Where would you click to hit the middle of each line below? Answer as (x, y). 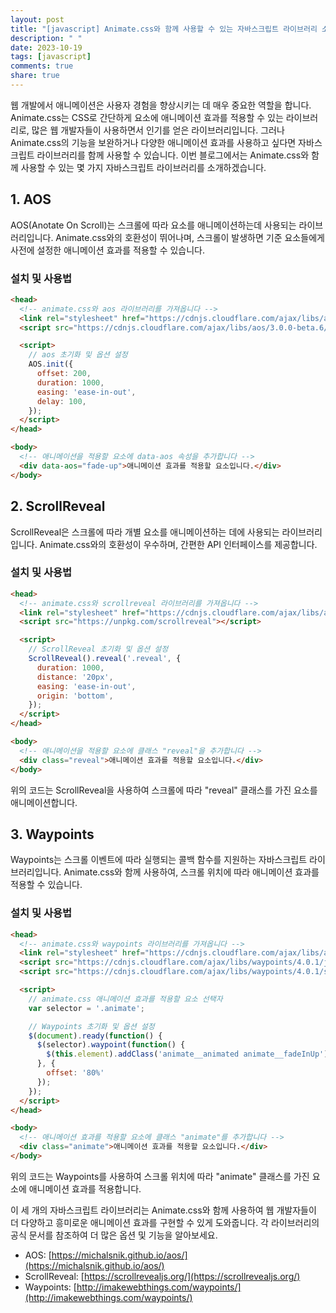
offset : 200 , (64, 374)
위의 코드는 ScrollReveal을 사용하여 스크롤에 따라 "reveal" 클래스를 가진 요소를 (164, 790)
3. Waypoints (52, 834)
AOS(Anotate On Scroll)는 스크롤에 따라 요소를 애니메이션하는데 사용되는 (153, 225)
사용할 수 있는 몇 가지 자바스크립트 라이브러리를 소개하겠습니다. (143, 167)
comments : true (42, 66)
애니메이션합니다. (44, 802)
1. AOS (31, 199)
